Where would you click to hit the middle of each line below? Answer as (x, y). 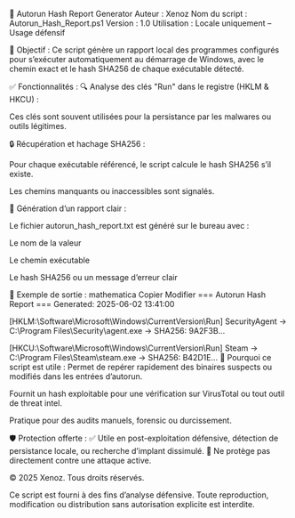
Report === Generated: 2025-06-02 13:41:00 (92, 304)
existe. (21, 174)
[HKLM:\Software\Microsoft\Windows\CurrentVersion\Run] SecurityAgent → (148, 321)
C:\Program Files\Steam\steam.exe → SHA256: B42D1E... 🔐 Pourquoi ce (140, 357)
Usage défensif (37, 32)
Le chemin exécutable (50, 260)
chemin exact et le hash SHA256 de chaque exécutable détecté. (127, 69)
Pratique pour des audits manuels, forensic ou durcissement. (121, 420)
